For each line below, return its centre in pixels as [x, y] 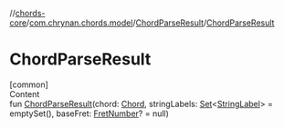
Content [25, 94]
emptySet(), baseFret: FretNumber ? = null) [89, 113]
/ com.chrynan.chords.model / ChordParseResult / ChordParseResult [150, 23]
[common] [29, 84]
